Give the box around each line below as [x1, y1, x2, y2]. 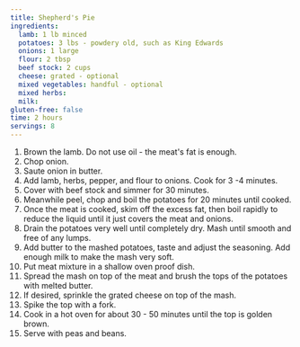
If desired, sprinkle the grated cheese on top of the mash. [22, 289, 237, 300]
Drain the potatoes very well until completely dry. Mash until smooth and [22, 223, 292, 234]
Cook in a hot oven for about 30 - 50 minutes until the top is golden [22, 309, 273, 319]
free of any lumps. [22, 233, 92, 243]
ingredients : [10, 22, 59, 31]
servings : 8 [10, 122, 55, 131]
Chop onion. [22, 156, 69, 166]
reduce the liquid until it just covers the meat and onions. [22, 213, 234, 224]
